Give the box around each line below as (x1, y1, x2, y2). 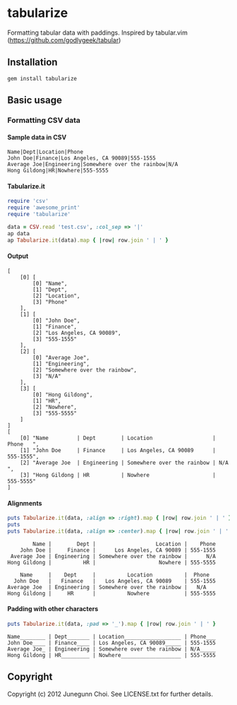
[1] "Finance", (32, 323, 78, 330)
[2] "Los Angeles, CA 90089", (32, 329, 121, 336)
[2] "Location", (32, 292, 80, 300)
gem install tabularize (7, 75, 78, 82)
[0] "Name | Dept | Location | (20, 434, 217, 442)
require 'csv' (7, 198, 49, 205)
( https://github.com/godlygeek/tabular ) (7, 35, 121, 44)
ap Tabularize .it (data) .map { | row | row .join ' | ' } (7, 237, 169, 244)
